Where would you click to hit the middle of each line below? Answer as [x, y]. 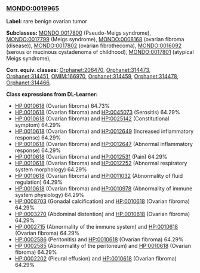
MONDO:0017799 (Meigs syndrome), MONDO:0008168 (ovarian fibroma [95, 40]
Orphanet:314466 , [29, 83]
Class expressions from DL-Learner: [52, 95]
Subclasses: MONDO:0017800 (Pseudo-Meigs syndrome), [79, 33]
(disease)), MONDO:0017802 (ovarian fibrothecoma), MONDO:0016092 [94, 45]
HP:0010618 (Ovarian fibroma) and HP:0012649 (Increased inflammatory [104, 131]
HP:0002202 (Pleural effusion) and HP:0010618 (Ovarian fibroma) [96, 259]
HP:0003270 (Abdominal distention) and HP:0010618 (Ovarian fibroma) [102, 214]
